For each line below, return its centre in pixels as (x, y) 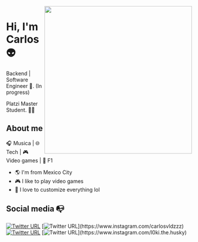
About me (24, 128)
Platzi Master (22, 103)
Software (17, 80)
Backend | (18, 73)
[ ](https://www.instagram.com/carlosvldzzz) (113, 226)
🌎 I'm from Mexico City (43, 172)
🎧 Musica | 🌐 (23, 143)
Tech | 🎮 (17, 152)
